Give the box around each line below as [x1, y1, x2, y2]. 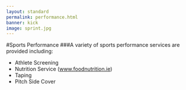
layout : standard [6, 8, 49, 15]
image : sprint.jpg [6, 25, 52, 31]
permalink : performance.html [6, 14, 78, 20]
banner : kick [6, 20, 39, 25]
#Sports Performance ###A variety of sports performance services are [6, 41, 180, 49]
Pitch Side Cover [14, 78, 56, 85]
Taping [14, 72, 32, 79]
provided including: [6, 48, 53, 55]
